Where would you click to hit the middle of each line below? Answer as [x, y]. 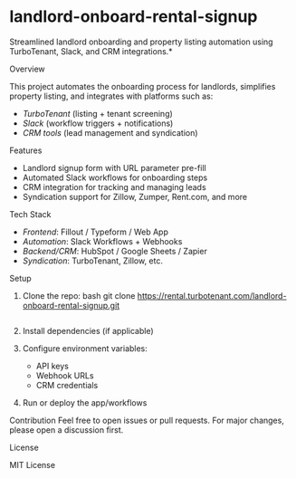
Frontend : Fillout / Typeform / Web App [95, 232]
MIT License [33, 464]
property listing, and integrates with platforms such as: [111, 96]
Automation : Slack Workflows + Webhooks [102, 241]
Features [26, 150]
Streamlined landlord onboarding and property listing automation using [141, 42]
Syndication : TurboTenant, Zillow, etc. [92, 261]
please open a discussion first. [67, 430]
